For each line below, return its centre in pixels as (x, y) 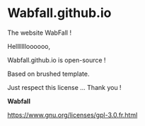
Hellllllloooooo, (29, 46)
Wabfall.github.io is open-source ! (57, 60)
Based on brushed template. (48, 74)
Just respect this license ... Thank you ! (64, 87)
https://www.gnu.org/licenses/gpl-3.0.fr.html (72, 115)
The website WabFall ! (40, 33)
